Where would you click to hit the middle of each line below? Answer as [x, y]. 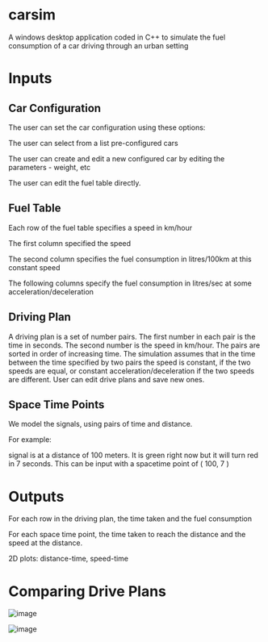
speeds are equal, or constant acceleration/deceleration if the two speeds [131, 371]
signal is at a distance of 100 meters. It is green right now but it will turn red [133, 455]
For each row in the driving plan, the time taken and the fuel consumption [130, 519]
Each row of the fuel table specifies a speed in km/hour [100, 227]
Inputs [30, 79]
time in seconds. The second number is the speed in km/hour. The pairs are [134, 345]
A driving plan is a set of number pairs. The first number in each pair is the [132, 336]
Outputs [36, 496]
